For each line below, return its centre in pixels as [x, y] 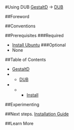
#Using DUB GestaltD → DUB [34, 7]
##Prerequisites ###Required [34, 35]
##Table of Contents [25, 60]
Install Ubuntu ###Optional [39, 45]
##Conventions [20, 26]
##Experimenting [22, 104]
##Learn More [19, 123]
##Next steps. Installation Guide [37, 114]
